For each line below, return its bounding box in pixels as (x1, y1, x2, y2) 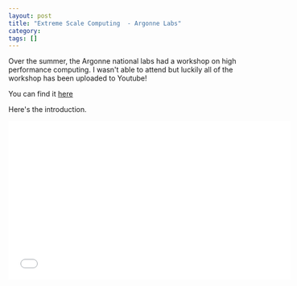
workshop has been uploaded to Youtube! (8, 73, 147, 83)
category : (8, 27, 42, 35)
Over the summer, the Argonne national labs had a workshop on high (8, 56, 237, 66)
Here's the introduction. (8, 105, 87, 114)
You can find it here (8, 89, 74, 99)
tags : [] (8, 34, 38, 43)
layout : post (8, 11, 52, 20)
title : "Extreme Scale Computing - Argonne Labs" (8, 19, 182, 27)
